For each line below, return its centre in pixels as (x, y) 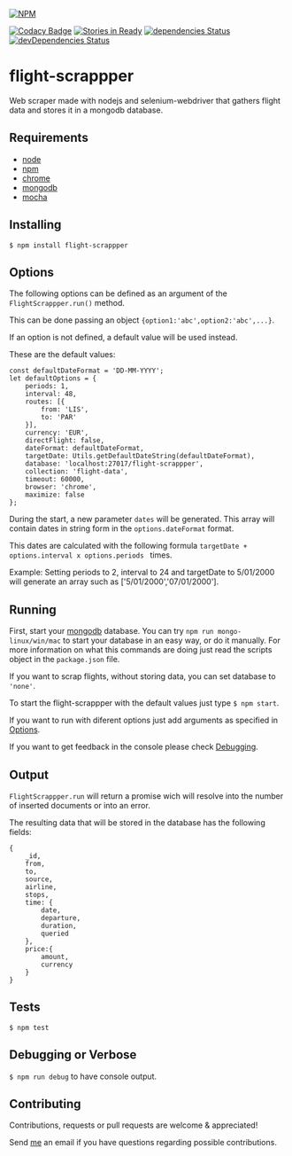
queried (55, 933)
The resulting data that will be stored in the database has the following (137, 823)
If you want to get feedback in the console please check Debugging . (134, 747)
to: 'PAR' (59, 418)
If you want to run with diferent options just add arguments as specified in (144, 720)
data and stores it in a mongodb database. (86, 110)
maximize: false (55, 495)
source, (39, 879)
